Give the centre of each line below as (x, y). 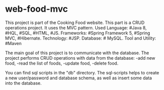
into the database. (23, 83)
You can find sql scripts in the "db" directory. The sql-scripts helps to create (82, 72)
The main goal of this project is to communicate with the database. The (77, 53)
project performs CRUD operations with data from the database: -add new (80, 58)
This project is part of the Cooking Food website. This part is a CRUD (75, 22)
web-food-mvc (37, 9)
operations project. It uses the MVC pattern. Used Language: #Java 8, (76, 27)
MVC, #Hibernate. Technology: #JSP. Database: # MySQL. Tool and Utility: (81, 38)
